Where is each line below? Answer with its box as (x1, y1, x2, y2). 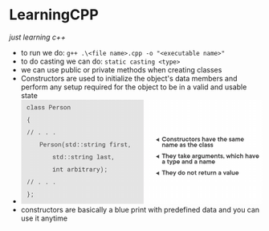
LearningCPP (9, 6, 99, 24)
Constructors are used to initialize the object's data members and (20, 73, 238, 83)
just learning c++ (9, 32, 67, 42)
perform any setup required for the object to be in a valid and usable (20, 82, 247, 92)
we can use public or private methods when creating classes (20, 64, 222, 74)
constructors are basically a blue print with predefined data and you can (20, 205, 260, 215)
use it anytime (20, 213, 67, 223)
